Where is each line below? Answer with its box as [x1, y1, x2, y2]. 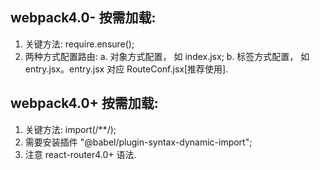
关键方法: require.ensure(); [24, 38, 135, 50]
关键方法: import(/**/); [24, 123, 117, 135]
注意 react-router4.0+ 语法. [24, 148, 137, 160]
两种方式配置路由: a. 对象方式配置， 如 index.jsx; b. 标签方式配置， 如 [24, 50, 310, 62]
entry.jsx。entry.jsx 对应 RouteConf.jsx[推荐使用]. [24, 63, 229, 75]
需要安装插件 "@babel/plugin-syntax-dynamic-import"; [24, 136, 253, 148]
